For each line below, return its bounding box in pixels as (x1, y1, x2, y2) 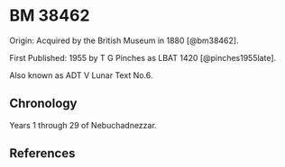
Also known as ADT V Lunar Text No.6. (9, 69, 153, 81)
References (9, 145, 76, 162)
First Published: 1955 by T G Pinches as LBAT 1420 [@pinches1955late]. (9, 52, 277, 63)
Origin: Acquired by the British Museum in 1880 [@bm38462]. (9, 35, 239, 46)
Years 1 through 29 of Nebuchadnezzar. (9, 119, 158, 130)
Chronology (9, 96, 78, 111)
